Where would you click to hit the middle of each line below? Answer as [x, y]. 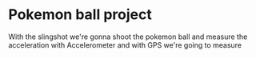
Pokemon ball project [80, 15]
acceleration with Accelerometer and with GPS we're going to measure [125, 44]
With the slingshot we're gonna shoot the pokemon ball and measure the [128, 37]
